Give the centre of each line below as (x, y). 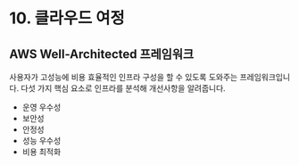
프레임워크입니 (265, 77)
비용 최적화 (42, 152)
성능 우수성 (42, 140)
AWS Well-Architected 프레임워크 (102, 54)
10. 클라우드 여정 (67, 18)
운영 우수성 (42, 107)
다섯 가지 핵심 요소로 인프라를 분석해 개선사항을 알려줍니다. (123, 88)
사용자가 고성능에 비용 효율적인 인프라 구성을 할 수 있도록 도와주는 (124, 77)
